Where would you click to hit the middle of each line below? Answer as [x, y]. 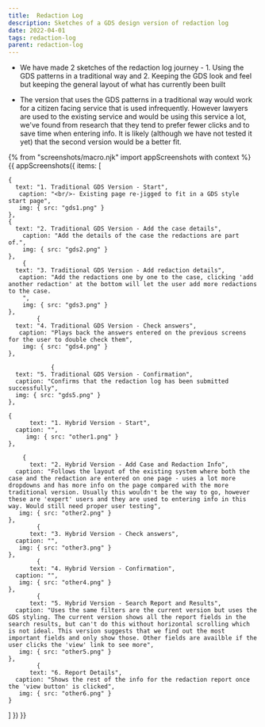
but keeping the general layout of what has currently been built [123, 85]
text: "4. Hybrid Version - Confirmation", [102, 569]
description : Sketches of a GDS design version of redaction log [118, 23]
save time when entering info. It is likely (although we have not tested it [136, 134]
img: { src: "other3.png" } [65, 548]
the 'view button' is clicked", [61, 687]
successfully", [33, 388]
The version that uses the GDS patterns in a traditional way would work [136, 100]
